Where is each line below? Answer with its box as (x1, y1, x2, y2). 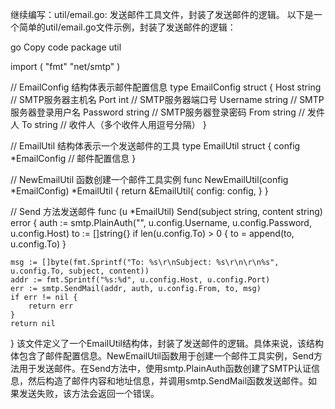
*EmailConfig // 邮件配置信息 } (10, 153, 137, 164)
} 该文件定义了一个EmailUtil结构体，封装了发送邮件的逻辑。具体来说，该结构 (10, 338, 325, 349)
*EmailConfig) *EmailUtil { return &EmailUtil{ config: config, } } (10, 185, 269, 197)
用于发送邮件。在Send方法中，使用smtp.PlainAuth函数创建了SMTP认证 (18, 363, 312, 374)
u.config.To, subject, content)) (10, 266, 150, 276)
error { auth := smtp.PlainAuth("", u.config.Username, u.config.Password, (10, 217, 312, 228)
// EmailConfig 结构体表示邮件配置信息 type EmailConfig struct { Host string (10, 81, 322, 93)
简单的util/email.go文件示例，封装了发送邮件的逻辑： (18, 21, 237, 33)
